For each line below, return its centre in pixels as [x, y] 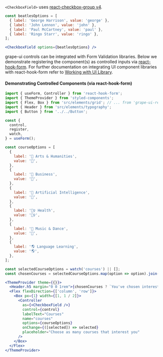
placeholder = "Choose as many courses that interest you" [81, 332]
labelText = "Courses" [43, 314]
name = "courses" [38, 319]
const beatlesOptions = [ [31, 16]
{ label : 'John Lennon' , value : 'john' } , [53, 25]
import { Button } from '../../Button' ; [47, 111]
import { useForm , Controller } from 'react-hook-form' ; [64, 94]
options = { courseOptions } [48, 323]
